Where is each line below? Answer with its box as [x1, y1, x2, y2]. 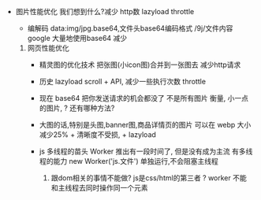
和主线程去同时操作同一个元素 [50, 183, 148, 192]
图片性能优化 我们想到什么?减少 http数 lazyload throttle [15, 7, 195, 16]
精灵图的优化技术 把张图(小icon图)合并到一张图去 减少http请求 [39, 60, 241, 69]
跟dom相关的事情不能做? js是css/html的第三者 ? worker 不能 [50, 173, 247, 183]
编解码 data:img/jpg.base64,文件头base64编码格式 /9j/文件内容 [27, 24, 233, 33]
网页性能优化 [27, 43, 69, 53]
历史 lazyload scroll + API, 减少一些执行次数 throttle [39, 77, 207, 86]
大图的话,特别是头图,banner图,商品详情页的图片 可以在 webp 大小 [39, 120, 252, 129]
